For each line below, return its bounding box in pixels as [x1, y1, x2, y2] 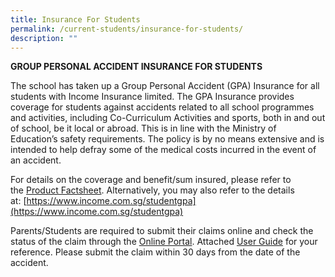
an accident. [10, 154, 62, 166]
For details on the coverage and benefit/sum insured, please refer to [10, 174, 292, 186]
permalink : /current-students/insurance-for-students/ [10, 24, 244, 34]
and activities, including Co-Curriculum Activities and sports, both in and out [10, 112, 326, 124]
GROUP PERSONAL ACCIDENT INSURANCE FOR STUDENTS [10, 61, 263, 73]
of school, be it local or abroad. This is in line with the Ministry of [10, 122, 277, 135]
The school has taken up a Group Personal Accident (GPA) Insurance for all [10, 80, 320, 92]
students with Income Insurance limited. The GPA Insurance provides [10, 91, 295, 103]
